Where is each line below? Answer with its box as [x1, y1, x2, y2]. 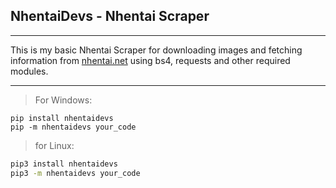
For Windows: [34, 94, 93, 106]
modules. [10, 65, 49, 77]
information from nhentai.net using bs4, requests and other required [10, 54, 291, 66]
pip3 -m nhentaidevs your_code [10, 168, 141, 178]
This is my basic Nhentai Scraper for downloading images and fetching [10, 44, 303, 56]
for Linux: [34, 139, 75, 151]
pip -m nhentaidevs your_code [10, 122, 137, 132]
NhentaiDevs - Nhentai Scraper [10, 8, 210, 25]
